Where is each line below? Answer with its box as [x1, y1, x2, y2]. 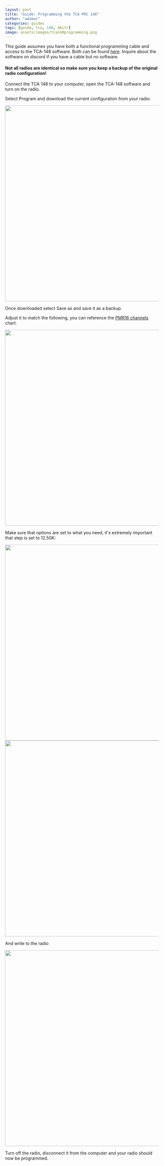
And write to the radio [5, 941, 49, 947]
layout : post [5, 7, 32, 12]
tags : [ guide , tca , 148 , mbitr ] [5, 25, 71, 30]
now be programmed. [5, 1155, 49, 1161]
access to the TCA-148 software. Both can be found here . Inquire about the [5, 48, 156, 54]
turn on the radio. [5, 86, 40, 92]
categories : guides [5, 21, 45, 26]
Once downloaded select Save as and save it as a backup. [5, 306, 123, 311]
